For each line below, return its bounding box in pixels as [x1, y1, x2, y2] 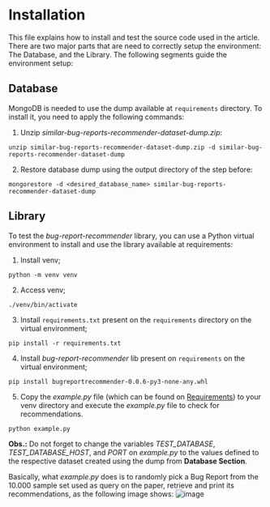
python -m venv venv [8, 271, 79, 279]
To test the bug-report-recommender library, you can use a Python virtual [8, 231, 255, 241]
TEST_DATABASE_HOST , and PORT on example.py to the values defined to [8, 447, 259, 457]
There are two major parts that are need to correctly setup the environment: [8, 40, 262, 50]
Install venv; [19, 255, 61, 265]
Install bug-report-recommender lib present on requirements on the [19, 353, 246, 363]
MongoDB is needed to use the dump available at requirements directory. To [8, 103, 263, 113]
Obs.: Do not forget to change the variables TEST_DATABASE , [8, 439, 216, 449]
